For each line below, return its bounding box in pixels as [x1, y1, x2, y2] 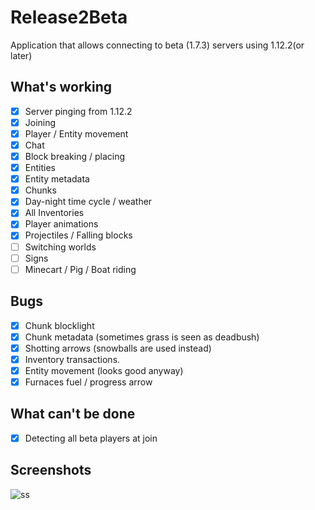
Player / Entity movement [24, 127, 129, 140]
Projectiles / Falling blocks [24, 229, 133, 241]
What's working [10, 79, 112, 96]
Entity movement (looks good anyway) [24, 364, 184, 376]
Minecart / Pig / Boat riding [24, 263, 137, 275]
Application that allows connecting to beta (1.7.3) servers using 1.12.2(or [10, 39, 305, 51]
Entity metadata [24, 173, 90, 185]
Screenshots [10, 462, 92, 479]
